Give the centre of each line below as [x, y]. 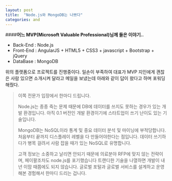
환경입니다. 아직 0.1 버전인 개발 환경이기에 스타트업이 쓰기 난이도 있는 [92, 113]
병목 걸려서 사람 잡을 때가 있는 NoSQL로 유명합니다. [80, 143]
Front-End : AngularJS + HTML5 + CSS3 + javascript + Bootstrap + [83, 51]
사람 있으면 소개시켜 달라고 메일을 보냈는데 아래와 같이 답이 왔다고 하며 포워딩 [88, 78]
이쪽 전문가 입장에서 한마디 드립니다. [54, 96]
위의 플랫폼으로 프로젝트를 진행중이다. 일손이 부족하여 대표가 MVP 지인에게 [80, 72]
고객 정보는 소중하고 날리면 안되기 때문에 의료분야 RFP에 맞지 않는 [84, 154]
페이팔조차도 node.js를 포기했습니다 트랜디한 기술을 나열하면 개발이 [92, 160]
